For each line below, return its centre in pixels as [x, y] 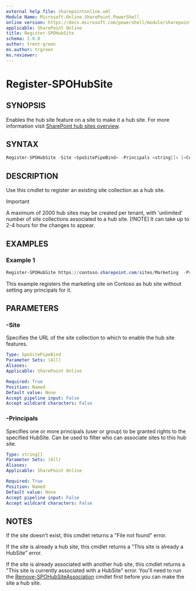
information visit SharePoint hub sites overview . [63, 126]
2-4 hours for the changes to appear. [50, 226]
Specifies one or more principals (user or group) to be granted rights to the [96, 431]
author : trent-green [31, 45]
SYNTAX [22, 144]
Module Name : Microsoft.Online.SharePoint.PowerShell [73, 17]
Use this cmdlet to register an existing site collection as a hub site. [85, 190]
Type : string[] [24, 455]
